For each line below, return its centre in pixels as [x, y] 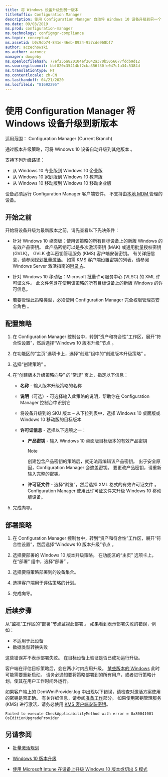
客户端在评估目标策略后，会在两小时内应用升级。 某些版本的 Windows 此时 [82, 668]
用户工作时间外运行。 [49, 681]
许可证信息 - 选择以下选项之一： [53, 430]
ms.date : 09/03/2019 [27, 24]
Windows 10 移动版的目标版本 [51, 419]
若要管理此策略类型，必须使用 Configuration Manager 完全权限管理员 [84, 300]
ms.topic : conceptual [28, 38]
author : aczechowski [27, 47]
